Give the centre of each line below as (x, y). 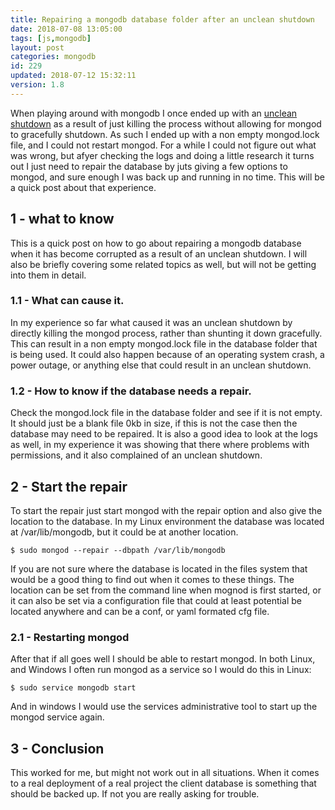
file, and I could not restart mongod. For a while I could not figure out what (163, 145)
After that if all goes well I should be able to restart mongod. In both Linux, (163, 659)
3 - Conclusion (57, 748)
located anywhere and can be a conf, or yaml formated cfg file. (140, 611)
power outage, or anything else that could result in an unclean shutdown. (161, 365)
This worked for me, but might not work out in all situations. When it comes (165, 773)
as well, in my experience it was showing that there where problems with (160, 445)
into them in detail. (48, 275)
